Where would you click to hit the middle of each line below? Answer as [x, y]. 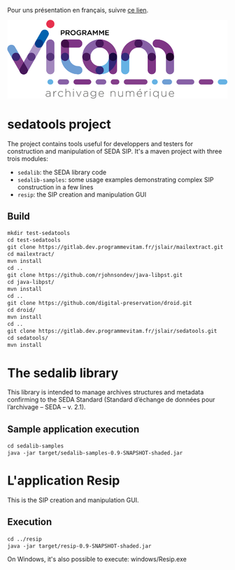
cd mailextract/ [31, 255]
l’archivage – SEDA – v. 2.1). [47, 407]
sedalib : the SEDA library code [62, 172]
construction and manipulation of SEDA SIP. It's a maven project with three [115, 151]
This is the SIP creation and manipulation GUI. [73, 500]
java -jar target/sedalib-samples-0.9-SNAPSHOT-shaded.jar [95, 453]
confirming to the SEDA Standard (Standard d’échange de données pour [111, 400]
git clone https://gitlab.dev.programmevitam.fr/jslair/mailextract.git [115, 248]
